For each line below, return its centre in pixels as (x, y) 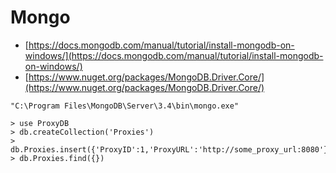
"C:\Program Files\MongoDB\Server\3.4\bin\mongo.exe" (125, 106)
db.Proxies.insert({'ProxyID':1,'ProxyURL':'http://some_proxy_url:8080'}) (171, 149)
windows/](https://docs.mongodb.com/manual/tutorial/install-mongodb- (174, 55)
